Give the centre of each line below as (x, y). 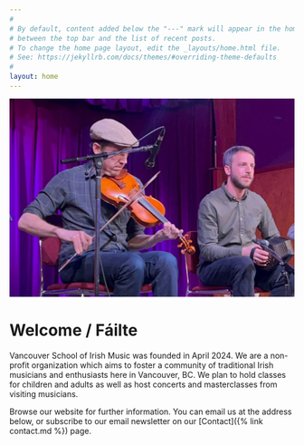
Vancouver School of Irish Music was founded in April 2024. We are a (139, 355)
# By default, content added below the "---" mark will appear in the (145, 29)
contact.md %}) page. (51, 430)
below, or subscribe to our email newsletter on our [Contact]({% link (137, 421)
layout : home (34, 77)
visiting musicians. (44, 393)
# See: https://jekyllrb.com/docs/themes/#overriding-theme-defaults (143, 58)
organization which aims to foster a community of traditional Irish (152, 365)
